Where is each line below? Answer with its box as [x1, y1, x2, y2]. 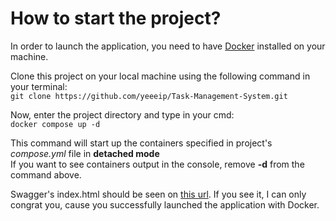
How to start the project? [10, 7, 222, 30]
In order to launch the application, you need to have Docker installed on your [10, 40, 326, 52]
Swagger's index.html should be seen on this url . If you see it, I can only [10, 188, 307, 200]
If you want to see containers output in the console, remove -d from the [10, 158, 305, 170]
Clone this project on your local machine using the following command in [10, 70, 311, 82]
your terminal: [10, 80, 68, 92]
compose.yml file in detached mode [10, 147, 160, 159]
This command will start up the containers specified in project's [10, 137, 273, 149]
